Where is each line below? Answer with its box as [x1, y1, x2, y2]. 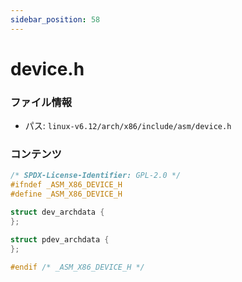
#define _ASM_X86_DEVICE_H [10, 189, 123, 200]
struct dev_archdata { [10, 207, 105, 218]
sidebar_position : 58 [10, 14, 101, 25]
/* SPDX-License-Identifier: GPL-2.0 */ [10, 171, 182, 181]
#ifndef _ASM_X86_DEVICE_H [10, 180, 123, 190]
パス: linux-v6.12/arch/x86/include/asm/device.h [24, 120, 232, 132]
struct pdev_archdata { [10, 234, 110, 245]
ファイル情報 [10, 95, 73, 109]
